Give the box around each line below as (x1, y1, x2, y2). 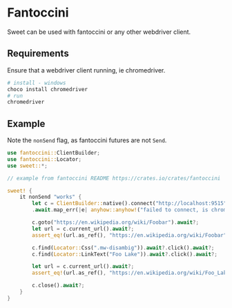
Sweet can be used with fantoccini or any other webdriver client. (7, 28, 191, 36)
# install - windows (7, 79, 67, 86)
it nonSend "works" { (19, 193, 81, 201)
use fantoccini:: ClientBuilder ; (7, 150, 100, 157)
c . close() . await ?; (32, 282, 85, 289)
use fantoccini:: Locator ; (7, 155, 81, 163)
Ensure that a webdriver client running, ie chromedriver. (7, 66, 166, 74)
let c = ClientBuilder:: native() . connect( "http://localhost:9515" (32, 200, 227, 207)
